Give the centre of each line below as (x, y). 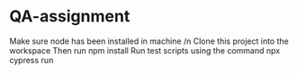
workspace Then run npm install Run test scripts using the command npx (145, 50)
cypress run (32, 60)
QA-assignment (70, 16)
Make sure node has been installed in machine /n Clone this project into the (149, 41)
